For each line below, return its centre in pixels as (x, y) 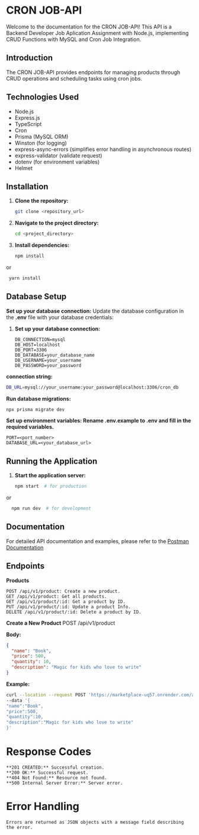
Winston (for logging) (41, 143)
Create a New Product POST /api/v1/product (61, 623)
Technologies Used (42, 97)
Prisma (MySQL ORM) (41, 136)
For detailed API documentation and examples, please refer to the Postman (98, 541)
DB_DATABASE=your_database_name (54, 355)
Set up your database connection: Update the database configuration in (95, 311)
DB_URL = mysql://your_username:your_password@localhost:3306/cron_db (92, 387)
